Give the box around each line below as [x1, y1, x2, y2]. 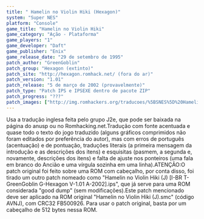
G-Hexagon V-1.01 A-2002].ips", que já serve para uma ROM [39, 180, 191, 187]
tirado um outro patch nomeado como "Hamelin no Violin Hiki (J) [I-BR [6, 174, 182, 181]
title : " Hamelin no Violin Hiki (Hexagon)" [6, 8, 121, 15]
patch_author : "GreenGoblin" [6, 59, 80, 66]
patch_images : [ [6, 99, 47, 105]
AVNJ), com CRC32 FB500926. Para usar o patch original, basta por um [6, 200, 186, 207]
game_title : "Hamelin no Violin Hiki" [6, 25, 104, 32]
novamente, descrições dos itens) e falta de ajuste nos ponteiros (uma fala [6, 154, 193, 161]
